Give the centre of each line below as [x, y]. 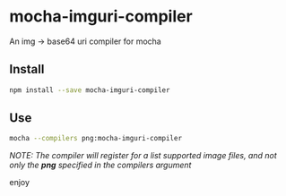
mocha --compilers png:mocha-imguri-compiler [95, 139]
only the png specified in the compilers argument [100, 165]
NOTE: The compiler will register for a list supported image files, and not [143, 156]
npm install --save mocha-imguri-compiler [90, 90]
